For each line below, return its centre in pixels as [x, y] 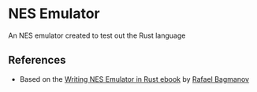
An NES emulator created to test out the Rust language [97, 35]
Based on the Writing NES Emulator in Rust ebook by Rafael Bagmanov [134, 79]
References [37, 60]
